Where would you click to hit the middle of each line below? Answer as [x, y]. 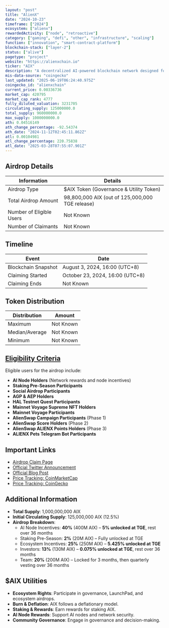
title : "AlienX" [22, 15]
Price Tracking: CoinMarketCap [45, 478]
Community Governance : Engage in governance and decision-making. [86, 620]
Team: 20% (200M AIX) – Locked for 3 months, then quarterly [84, 560]
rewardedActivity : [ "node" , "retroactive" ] [52, 33]
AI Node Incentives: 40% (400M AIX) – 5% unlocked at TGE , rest [88, 528]
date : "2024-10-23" [26, 19]
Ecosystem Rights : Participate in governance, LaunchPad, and [78, 593]
